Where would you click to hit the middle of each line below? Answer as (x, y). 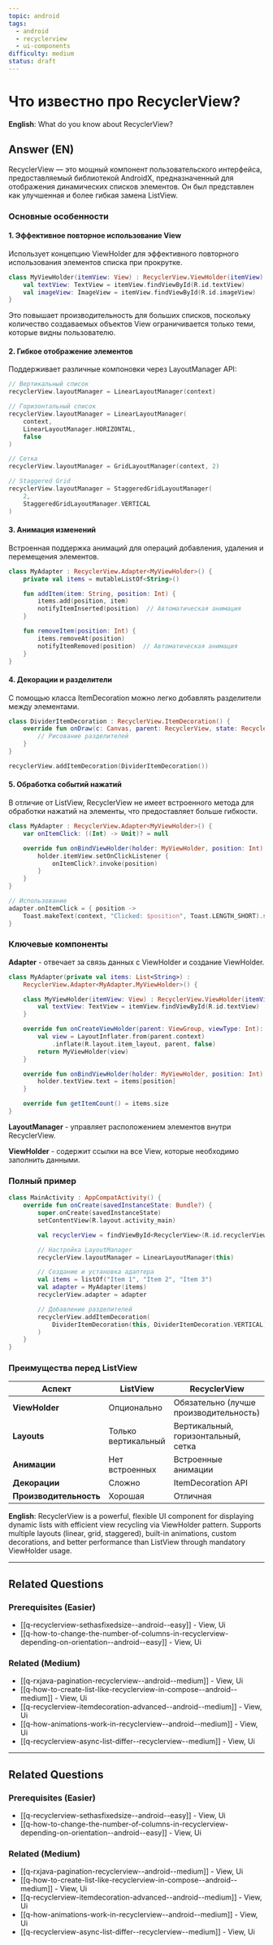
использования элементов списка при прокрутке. (95, 262)
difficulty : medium (41, 54)
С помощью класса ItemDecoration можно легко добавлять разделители (135, 698)
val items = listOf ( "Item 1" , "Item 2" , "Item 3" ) (125, 1280)
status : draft (32, 62)
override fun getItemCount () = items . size (96, 1104)
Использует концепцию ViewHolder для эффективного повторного (124, 254)
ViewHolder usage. (40, 1551)
